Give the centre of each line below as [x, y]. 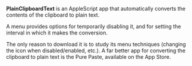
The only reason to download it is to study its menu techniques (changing [96, 44]
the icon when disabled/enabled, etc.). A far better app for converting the [96, 51]
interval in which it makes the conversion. [57, 33]
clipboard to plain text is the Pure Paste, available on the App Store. [89, 57]
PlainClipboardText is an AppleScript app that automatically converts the [96, 9]
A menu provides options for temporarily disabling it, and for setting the [94, 26]
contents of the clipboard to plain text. [53, 15]
